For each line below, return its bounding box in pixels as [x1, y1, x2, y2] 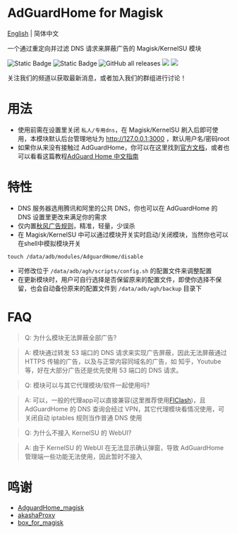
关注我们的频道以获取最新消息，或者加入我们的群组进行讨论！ [7, 73, 187, 82]
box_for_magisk [17, 518, 63, 526]
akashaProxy [17, 511, 56, 519]
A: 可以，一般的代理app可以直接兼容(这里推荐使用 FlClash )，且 [24, 396, 206, 404]
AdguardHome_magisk [17, 503, 85, 511]
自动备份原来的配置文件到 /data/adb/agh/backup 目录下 [42, 284, 202, 292]
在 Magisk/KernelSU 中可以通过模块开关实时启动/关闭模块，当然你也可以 [17, 230, 229, 239]
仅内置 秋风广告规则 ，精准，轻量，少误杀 [17, 221, 135, 230]
